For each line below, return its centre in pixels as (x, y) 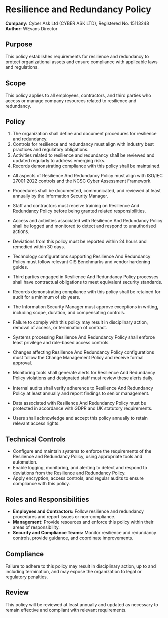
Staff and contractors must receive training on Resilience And (76, 206)
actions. (21, 231)
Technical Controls (36, 439)
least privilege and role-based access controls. (61, 343)
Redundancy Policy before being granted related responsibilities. (79, 211)
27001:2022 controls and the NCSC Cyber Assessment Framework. (82, 181)
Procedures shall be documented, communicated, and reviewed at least (87, 191)
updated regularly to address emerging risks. (59, 161)
